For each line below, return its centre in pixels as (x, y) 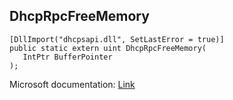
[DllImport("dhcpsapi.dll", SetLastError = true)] (117, 39)
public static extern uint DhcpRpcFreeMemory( (108, 48)
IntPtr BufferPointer (67, 57)
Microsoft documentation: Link (72, 84)
